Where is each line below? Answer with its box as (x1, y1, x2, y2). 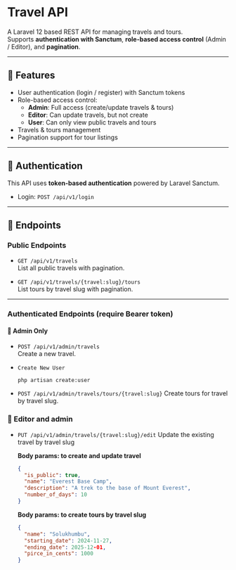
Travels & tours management (17, 125, 101, 134)
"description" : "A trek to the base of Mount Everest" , (24, 485, 191, 492)
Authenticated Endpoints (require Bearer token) (7, 309, 173, 319)
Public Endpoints (7, 240, 67, 250)
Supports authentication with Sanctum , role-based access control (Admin (7, 34, 227, 43)
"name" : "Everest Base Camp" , (24, 478, 112, 486)
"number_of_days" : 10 (24, 491, 88, 498)
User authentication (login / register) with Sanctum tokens (17, 88, 185, 96)
